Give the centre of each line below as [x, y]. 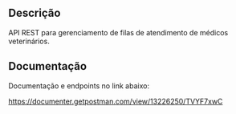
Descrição [35, 13]
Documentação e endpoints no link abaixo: [79, 85]
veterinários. [29, 41]
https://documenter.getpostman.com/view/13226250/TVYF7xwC [116, 101]
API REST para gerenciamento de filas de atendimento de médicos [118, 32]
